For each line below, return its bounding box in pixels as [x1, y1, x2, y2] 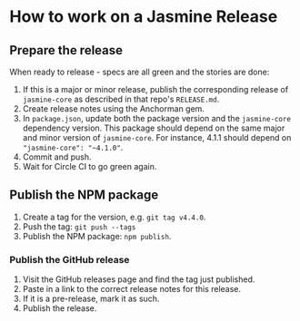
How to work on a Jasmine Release [9, 6, 278, 27]
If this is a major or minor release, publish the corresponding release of [22, 84, 289, 94]
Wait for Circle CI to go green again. [22, 161, 157, 171]
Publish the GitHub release [9, 253, 130, 266]
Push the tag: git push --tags [22, 220, 136, 232]
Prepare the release [9, 43, 124, 58]
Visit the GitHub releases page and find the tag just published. [22, 274, 255, 285]
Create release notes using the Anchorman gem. [22, 103, 205, 114]
